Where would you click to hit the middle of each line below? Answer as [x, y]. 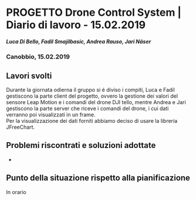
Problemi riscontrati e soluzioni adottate [81, 145]
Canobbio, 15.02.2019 [38, 57]
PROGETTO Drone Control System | [94, 13]
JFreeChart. [21, 127]
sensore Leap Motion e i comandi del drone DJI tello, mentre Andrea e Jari [96, 102]
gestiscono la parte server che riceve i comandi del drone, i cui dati [87, 108]
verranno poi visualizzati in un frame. [51, 115]
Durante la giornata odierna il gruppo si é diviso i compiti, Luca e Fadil [90, 89]
